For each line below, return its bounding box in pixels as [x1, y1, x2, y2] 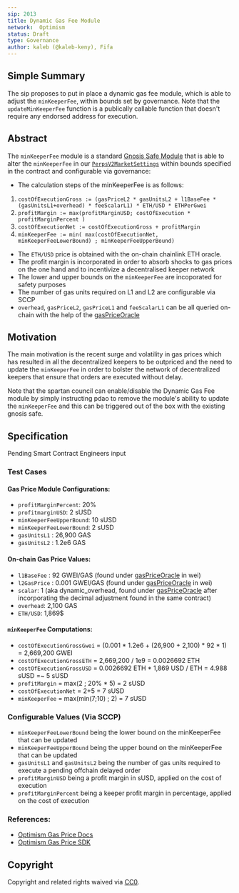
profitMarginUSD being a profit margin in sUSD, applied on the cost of [17, 774, 223, 782]
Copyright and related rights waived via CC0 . [7, 878, 140, 887]
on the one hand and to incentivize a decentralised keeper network [17, 265, 215, 274]
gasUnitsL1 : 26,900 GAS [17, 531, 91, 539]
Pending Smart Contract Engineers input [7, 449, 126, 458]
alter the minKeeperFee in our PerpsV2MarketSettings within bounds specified [7, 159, 232, 168]
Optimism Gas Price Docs [17, 830, 93, 839]
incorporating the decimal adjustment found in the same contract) [17, 594, 212, 602]
